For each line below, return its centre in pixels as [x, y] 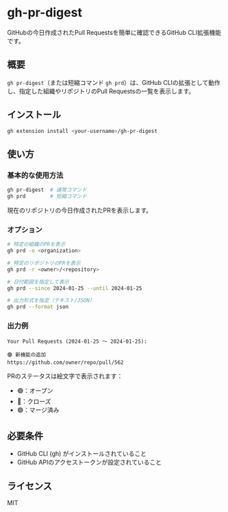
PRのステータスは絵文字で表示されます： [65, 376]
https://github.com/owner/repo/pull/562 [66, 363]
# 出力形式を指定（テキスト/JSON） [51, 301]
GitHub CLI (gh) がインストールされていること [82, 454]
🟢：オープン [35, 391]
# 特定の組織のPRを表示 [36, 245]
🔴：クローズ [34, 402]
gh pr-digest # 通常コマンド [47, 190]
